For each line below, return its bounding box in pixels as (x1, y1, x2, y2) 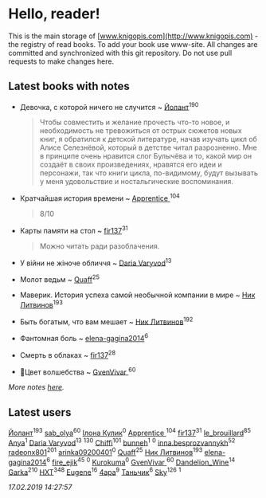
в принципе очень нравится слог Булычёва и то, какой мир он (39, 151, 252, 161)
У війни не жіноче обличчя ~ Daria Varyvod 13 (19, 257, 172, 268)
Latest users (8, 406, 72, 419)
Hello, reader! (8, 5, 101, 23)
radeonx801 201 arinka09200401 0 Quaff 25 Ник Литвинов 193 (8, 446, 203, 457)
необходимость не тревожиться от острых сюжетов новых (39, 126, 242, 135)
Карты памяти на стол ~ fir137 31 (19, 225, 129, 235)
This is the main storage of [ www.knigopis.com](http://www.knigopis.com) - (8, 31, 259, 41)
